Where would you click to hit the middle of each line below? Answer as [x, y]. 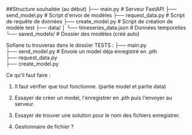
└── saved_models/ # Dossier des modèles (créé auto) [73, 34]
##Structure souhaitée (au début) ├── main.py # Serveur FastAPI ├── [91, 9]
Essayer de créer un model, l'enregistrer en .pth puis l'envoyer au [93, 98]
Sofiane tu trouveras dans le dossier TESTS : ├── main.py [76, 45]
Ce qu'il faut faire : [28, 75]
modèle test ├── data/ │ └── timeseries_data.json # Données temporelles [96, 27]
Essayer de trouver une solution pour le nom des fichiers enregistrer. [97, 115]
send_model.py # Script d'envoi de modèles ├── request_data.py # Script [95, 15]
